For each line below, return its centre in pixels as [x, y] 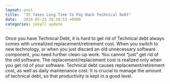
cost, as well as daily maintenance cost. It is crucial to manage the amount [83, 71]
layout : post [19, 10]
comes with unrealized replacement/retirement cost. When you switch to [82, 44]
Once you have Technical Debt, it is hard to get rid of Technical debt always [85, 38]
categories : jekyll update [34, 24]
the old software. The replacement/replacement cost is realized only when [83, 60]
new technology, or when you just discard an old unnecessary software [80, 49]
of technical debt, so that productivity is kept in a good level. [69, 76]
